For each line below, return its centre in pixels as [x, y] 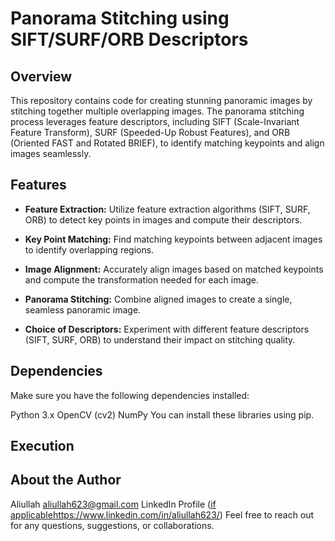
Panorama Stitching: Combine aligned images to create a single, [158, 299]
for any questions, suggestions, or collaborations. [112, 525]
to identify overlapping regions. [89, 249]
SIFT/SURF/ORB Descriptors [129, 39]
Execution [42, 446]
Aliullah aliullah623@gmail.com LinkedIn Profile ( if [113, 504]
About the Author [66, 480]
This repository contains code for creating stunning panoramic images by [161, 100]
